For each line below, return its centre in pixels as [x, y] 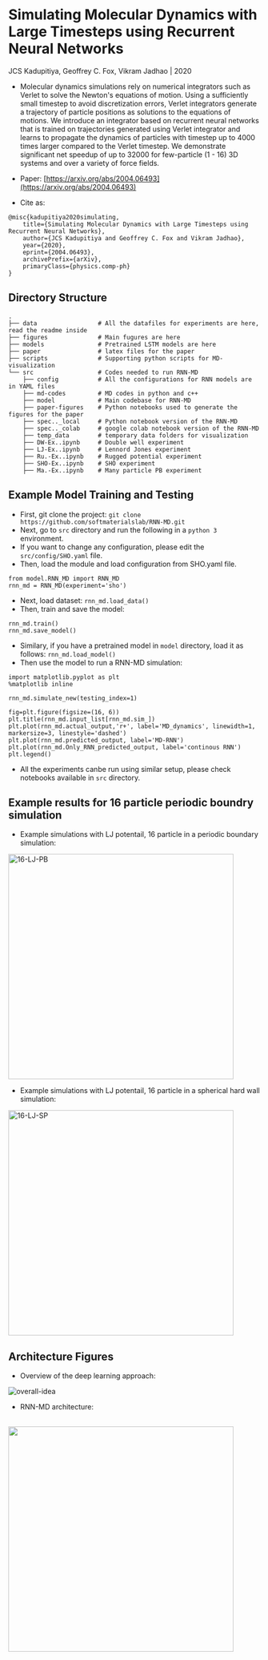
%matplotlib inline [41, 684]
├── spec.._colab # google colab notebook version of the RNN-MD [141, 428]
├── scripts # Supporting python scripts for [109, 358]
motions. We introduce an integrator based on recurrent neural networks [140, 120]
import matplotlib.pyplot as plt [64, 677]
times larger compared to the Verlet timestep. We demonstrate [123, 146]
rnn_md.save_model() [43, 630]
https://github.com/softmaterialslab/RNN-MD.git [102, 522]
